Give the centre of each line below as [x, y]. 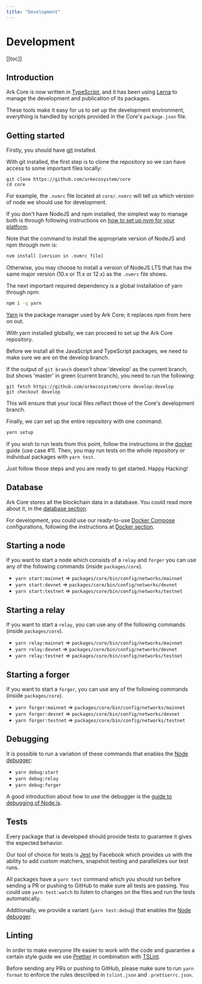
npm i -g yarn [24, 303]
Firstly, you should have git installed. [52, 150]
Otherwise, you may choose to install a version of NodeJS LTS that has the [99, 268]
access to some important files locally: [54, 168]
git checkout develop [33, 392]
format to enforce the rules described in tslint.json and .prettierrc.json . [100, 974]
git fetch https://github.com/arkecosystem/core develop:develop [90, 387]
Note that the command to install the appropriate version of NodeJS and [96, 239]
